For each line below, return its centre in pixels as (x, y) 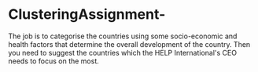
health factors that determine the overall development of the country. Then (129, 44)
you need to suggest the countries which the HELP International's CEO (123, 52)
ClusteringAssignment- (87, 14)
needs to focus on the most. (54, 61)
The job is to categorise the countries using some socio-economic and (123, 36)
